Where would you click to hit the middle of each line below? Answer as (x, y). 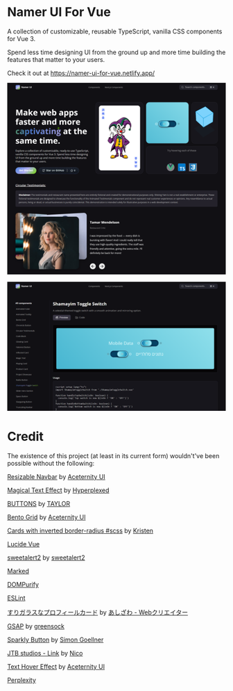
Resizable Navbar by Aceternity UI (56, 477)
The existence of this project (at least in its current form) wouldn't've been (113, 456)
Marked (18, 571)
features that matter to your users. (56, 59)
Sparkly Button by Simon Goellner (55, 640)
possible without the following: (51, 464)
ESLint (16, 598)
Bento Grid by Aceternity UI (46, 517)
